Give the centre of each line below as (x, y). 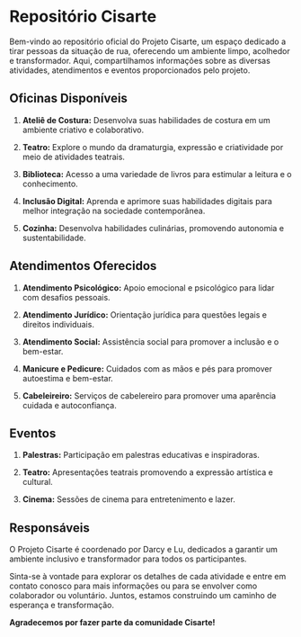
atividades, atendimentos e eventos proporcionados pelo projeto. (130, 70)
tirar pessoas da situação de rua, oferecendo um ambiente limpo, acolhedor (150, 50)
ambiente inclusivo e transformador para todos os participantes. (128, 559)
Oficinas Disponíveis (69, 99)
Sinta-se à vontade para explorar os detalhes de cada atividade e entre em (148, 577)
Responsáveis (49, 528)
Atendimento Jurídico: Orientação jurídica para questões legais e (145, 314)
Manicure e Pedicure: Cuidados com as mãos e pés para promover (147, 368)
